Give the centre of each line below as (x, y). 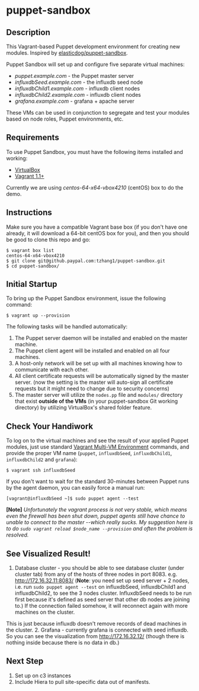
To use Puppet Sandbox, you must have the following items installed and (95, 152)
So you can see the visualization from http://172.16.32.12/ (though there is (95, 636)
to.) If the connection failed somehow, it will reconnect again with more (101, 606)
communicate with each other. (52, 370)
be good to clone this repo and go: (48, 239)
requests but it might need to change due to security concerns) (92, 389)
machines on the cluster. (45, 612)
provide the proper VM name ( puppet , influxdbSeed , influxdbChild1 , (89, 453)
